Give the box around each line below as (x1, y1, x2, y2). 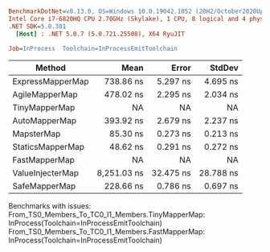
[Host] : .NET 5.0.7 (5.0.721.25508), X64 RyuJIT (15, 30, 185, 38)
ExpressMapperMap (12, 76, 89, 87)
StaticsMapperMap (12, 142, 85, 153)
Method (35, 62, 67, 73)
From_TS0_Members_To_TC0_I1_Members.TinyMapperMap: (8, 210, 206, 220)
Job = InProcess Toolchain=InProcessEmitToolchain (8, 44, 178, 52)
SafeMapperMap (12, 180, 76, 192)
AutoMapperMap (12, 115, 77, 126)
